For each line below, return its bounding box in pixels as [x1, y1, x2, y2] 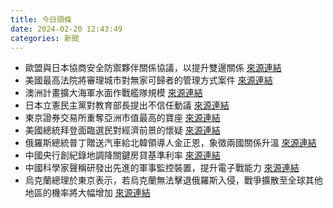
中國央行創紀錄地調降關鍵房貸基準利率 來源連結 [24, 149, 221, 161]
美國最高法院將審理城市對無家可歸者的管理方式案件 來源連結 [24, 74, 273, 86]
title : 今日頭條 [10, 14, 72, 25]
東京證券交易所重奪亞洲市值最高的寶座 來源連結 [24, 112, 221, 124]
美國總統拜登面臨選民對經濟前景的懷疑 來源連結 [24, 124, 221, 136]
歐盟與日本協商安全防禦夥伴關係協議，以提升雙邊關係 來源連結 [24, 62, 282, 74]
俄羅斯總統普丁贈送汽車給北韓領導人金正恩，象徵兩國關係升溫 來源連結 [24, 137, 317, 149]
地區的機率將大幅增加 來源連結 [24, 187, 151, 199]
